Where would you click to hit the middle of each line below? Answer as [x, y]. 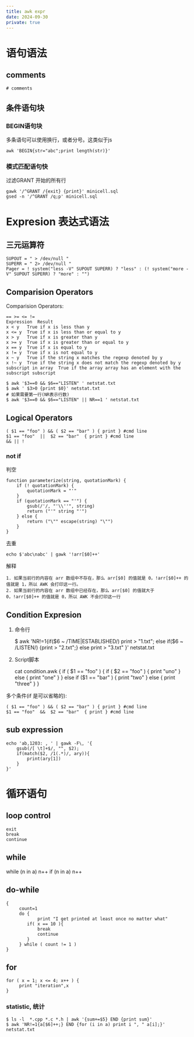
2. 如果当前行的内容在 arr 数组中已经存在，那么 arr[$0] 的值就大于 [80, 591]
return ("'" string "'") [57, 511]
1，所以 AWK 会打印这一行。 [51, 585]
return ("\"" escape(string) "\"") [70, 522]
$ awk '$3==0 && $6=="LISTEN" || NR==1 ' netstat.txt [73, 400]
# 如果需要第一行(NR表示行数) [38, 395]
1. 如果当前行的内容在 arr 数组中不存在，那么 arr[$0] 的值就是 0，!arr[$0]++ [94, 578]
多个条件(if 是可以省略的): [36, 696]
